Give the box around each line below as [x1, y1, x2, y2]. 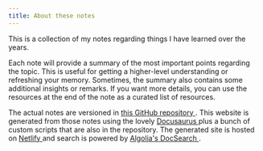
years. [8, 42, 30, 52]
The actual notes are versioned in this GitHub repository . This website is [8, 108, 249, 117]
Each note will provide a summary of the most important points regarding [8, 58, 251, 67]
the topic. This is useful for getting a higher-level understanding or [8, 66, 228, 76]
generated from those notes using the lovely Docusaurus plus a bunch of [8, 116, 251, 125]
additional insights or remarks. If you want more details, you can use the [8, 84, 248, 93]
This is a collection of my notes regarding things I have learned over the [8, 34, 246, 43]
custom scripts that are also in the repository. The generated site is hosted [8, 124, 255, 134]
